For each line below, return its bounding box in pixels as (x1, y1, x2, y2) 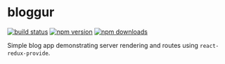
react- (200, 42, 219, 49)
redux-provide (7, 50, 49, 57)
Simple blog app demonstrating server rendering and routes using (7, 41, 199, 49)
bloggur (7, 4, 55, 20)
